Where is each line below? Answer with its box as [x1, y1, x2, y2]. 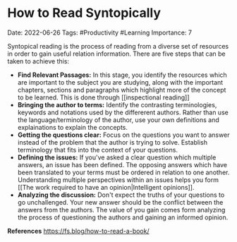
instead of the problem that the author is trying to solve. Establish [17, 138, 208, 146]
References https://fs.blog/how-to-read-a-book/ [7, 226, 150, 235]
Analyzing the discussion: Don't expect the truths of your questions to [17, 190, 225, 199]
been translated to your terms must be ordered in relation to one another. [17, 168, 230, 176]
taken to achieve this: [7, 56, 69, 65]
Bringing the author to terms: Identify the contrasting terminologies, [17, 100, 217, 109]
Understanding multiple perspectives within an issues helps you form [17, 175, 219, 184]
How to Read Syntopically [7, 5, 161, 21]
